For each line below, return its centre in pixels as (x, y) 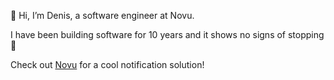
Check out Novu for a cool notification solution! (107, 64)
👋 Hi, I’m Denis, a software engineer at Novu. (102, 15)
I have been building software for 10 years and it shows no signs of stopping (167, 34)
